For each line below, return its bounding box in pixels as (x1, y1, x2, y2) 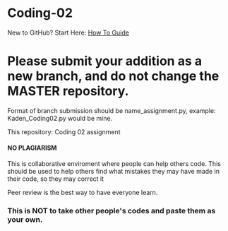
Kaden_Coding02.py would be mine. (7, 114, 113, 122)
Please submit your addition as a (7, 53, 203, 69)
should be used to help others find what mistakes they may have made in (7, 167, 220, 176)
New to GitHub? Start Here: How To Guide (7, 28, 129, 37)
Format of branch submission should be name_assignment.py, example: (7, 106, 216, 114)
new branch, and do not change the (7, 69, 220, 84)
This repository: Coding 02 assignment (7, 127, 121, 136)
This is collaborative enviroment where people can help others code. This (7, 160, 221, 168)
